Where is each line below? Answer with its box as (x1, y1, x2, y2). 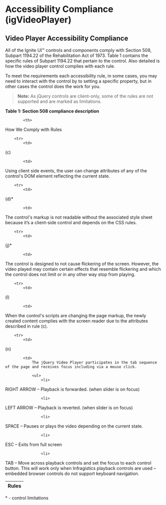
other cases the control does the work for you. (5, 83, 101, 89)
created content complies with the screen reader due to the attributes (5, 318, 148, 324)
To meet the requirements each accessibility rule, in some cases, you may (5, 73, 158, 78)
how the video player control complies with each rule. (5, 63, 116, 69)
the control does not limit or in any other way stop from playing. (5, 271, 136, 277)
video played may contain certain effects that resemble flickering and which (5, 266, 161, 272)
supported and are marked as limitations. (17, 98, 102, 104)
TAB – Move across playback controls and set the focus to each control (5, 460, 152, 466)
